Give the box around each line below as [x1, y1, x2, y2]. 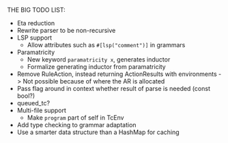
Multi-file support [16, 106, 67, 114]
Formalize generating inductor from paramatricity [27, 63, 166, 70]
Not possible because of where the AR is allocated [23, 77, 165, 85]
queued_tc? [16, 99, 50, 107]
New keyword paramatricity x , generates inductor [27, 55, 171, 64]
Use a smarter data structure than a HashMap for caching [16, 128, 180, 136]
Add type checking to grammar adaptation [16, 121, 137, 129]
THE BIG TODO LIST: [7, 6, 66, 14]
